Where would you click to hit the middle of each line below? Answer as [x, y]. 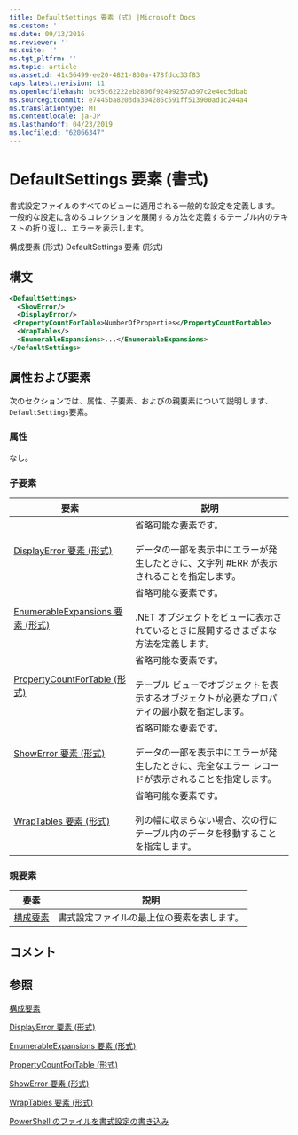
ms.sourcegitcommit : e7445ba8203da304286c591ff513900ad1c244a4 [129, 100]
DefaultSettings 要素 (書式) [109, 180]
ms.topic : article [43, 67]
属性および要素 [50, 378]
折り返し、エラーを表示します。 [90, 228]
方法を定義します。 [175, 644]
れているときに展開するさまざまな [206, 630]
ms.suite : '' [33, 51]
